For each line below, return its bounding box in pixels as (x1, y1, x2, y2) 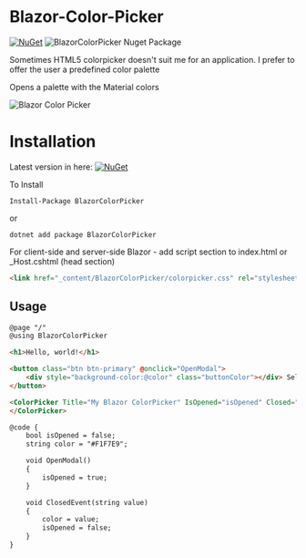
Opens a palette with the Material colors (9, 81, 159, 92)
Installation (9, 131, 97, 152)
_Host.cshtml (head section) (9, 255, 116, 266)
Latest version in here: (9, 161, 93, 172)
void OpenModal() (25, 456, 92, 466)
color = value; (42, 515, 100, 524)
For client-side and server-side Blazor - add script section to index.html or (9, 246, 288, 257)
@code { (9, 422, 39, 432)
